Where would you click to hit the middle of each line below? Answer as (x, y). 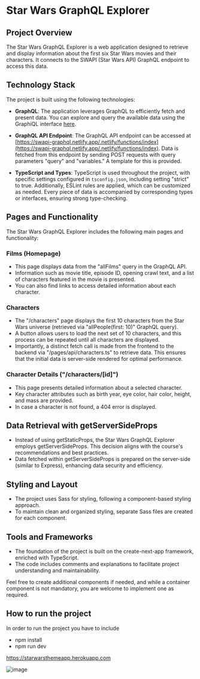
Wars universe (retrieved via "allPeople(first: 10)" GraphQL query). (96, 327)
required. (17, 594)
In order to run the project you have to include (63, 628)
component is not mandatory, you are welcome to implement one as (90, 588)
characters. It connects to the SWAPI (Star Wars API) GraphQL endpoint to (98, 60)
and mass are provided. (44, 400)
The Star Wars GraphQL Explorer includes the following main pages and (95, 231)
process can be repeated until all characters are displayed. (87, 340)
